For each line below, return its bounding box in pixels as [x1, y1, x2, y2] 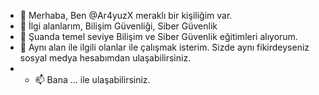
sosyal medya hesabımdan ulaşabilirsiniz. [19, 52, 192, 64]
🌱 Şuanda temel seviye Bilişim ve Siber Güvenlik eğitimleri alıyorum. [19, 31, 298, 42]
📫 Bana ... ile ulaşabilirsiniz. [34, 74, 151, 85]
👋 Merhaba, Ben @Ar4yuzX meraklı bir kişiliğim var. [19, 10, 233, 21]
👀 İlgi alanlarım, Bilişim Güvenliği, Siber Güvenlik [19, 20, 218, 32]
